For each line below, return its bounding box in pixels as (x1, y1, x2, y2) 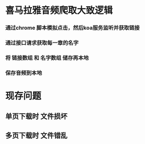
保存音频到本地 (5, 69, 42, 76)
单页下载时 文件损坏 (5, 112, 67, 121)
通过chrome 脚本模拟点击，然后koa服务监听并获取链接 (5, 24, 140, 31)
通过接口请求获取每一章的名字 (5, 39, 79, 47)
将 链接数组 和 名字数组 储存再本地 (5, 54, 89, 61)
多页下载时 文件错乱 (5, 131, 67, 140)
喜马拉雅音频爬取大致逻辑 (5, 5, 113, 16)
